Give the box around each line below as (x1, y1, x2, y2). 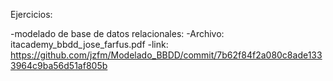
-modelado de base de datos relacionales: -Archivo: (10, 28, 225, 39)
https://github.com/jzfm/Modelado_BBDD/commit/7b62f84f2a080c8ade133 (10, 49, 323, 61)
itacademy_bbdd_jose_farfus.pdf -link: (10, 39, 169, 50)
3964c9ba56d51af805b (10, 60, 108, 71)
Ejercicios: (10, 9, 53, 20)
